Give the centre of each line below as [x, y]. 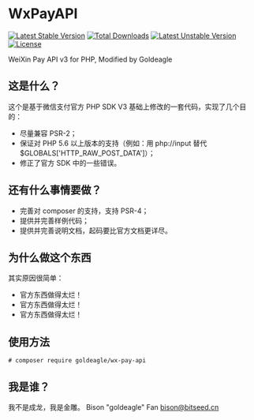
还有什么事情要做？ [55, 190]
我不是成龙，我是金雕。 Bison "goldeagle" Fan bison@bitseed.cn [114, 407]
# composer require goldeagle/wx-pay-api [77, 361]
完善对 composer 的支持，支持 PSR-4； [84, 211]
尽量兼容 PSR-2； [48, 133]
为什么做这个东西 [50, 257]
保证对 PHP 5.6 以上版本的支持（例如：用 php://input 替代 [113, 143]
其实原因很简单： [36, 278]
